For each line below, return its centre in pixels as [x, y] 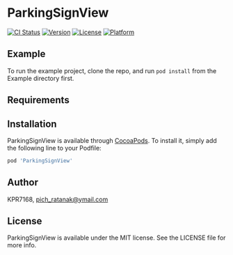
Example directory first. [41, 78]
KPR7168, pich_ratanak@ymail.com [58, 199]
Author [23, 183]
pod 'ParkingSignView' [40, 161]
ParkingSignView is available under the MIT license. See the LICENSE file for [116, 238]
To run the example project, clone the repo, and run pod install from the [112, 70]
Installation [32, 124]
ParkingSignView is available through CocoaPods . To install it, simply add [112, 140]
